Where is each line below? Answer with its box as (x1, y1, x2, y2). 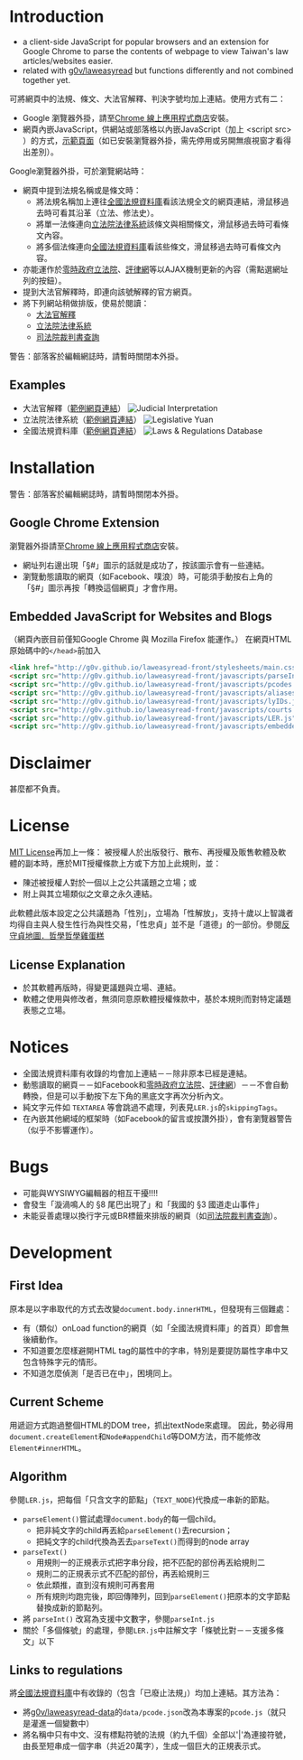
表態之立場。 (22, 1005, 70, 1016)
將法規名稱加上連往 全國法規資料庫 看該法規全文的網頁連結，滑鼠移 (35, 196, 281, 207)
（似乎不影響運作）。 (22, 1124, 98, 1135)
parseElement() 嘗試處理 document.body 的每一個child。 (22, 1513, 221, 1524)
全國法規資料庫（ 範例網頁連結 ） (22, 425, 142, 435)
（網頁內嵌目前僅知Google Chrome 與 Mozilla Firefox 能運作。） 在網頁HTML (9, 634, 292, 645)
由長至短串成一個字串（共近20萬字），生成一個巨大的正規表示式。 (22, 1741, 266, 1752)
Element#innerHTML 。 (9, 1442, 87, 1453)
